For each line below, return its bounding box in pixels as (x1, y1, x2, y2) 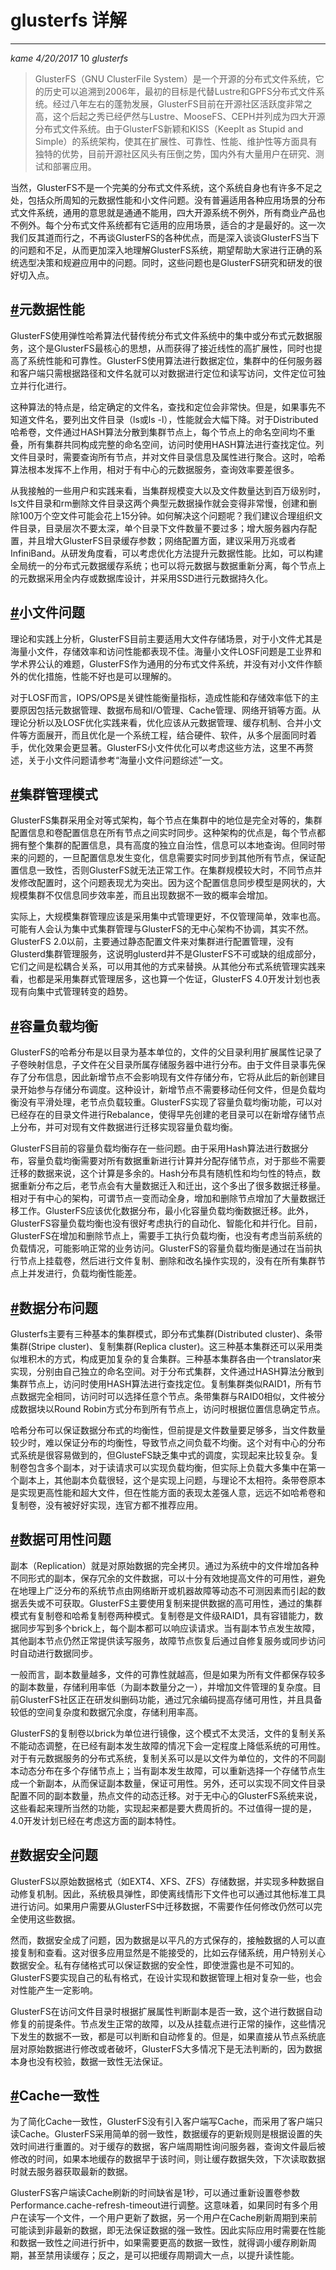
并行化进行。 (18, 379, 72, 391)
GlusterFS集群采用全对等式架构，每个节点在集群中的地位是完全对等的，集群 (10, 814, 323, 826)
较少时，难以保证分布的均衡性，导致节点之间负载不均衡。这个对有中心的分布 (10, 1437, 326, 1448)
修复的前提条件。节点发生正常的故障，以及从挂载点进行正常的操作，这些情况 (10, 2017, 326, 2030)
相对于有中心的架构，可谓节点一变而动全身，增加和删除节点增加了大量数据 (10, 1192, 317, 1205)
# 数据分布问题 (10, 1299, 98, 1316)
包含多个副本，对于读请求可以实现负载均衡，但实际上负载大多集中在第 (27, 1462, 317, 1473)
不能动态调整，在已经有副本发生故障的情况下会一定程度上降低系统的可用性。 (10, 1739, 326, 1751)
